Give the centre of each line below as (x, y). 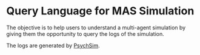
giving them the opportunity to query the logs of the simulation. (85, 33)
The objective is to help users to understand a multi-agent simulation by (96, 27)
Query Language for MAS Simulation (100, 11)
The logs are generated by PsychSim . (53, 45)
